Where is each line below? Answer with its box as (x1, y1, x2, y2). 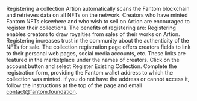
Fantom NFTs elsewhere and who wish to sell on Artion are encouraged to (6, 18, 190, 25)
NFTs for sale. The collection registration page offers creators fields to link (6, 43, 191, 50)
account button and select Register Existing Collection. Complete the (6, 63, 177, 70)
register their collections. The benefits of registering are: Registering (6, 24, 177, 31)
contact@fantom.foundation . (6, 88, 78, 95)
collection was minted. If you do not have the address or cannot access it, (6, 75, 190, 82)
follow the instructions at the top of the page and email (6, 82, 142, 89)
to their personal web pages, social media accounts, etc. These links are (6, 50, 186, 57)
